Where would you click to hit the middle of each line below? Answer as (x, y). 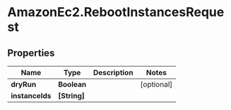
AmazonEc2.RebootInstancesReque (116, 12)
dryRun (24, 84)
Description (113, 73)
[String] (71, 96)
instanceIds (31, 96)
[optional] (156, 84)
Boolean (72, 84)
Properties (31, 53)
